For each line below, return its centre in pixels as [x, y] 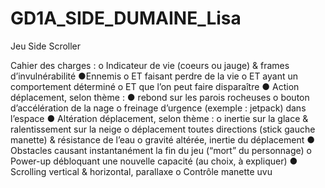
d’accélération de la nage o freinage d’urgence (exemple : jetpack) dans [158, 108]
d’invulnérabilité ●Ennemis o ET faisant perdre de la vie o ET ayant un [154, 76]
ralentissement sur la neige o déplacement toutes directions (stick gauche [163, 129]
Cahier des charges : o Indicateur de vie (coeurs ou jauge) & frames [150, 65]
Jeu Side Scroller [46, 46]
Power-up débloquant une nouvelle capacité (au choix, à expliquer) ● [154, 161]
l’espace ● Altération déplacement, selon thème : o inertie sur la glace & [159, 118]
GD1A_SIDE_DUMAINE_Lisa [126, 18]
